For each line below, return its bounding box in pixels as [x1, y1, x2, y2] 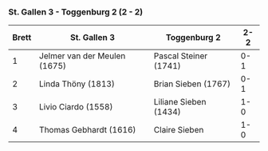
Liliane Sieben [153, 97, 207, 108]
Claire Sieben [153, 125, 204, 136]
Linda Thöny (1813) [38, 78, 116, 89]
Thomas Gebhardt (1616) [38, 125, 136, 136]
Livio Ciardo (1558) [38, 101, 113, 113]
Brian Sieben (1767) [153, 78, 231, 89]
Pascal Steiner [153, 50, 208, 62]
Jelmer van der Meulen [38, 50, 126, 62]
